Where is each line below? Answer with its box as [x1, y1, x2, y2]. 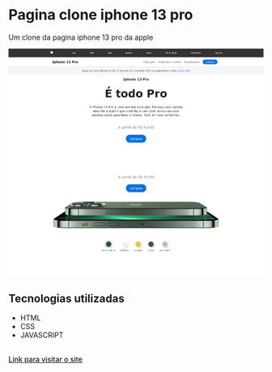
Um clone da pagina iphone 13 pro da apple [8, 32, 154, 42]
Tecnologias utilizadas [8, 291, 125, 305]
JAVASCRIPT [19, 330, 64, 340]
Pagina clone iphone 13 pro [8, 6, 193, 24]
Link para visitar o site [8, 354, 83, 365]
